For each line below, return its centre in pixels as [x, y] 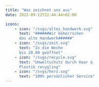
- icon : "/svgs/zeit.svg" [42, 43]
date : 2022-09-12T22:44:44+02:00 [41, 15]
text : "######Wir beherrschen [51, 34]
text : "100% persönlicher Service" [57, 77]
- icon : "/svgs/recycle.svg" [46, 57]
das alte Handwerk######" [46, 38]
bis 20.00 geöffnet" [41, 52]
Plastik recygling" [39, 67]
